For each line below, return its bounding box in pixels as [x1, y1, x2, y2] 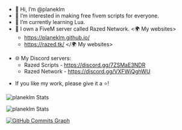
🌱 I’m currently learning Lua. [14, 19, 86, 25]
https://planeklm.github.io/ [24, 34, 90, 41]
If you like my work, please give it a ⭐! [14, 80, 110, 87]
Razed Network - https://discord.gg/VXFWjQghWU [24, 68, 151, 75]
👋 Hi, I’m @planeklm [14, 6, 65, 13]
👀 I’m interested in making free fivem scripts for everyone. [14, 12, 160, 19]
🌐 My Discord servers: [14, 55, 71, 61]
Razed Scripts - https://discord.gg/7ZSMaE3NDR [24, 61, 146, 69]
